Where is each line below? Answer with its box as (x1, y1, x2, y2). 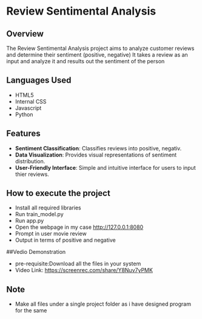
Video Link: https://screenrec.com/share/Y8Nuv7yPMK (15, 267, 153, 274)
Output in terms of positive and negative (15, 236, 116, 244)
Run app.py (15, 217, 44, 225)
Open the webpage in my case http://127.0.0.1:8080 (15, 223, 144, 231)
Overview (6, 29, 44, 39)
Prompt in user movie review (15, 230, 87, 237)
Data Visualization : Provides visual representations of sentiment (15, 151, 177, 158)
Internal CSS (15, 97, 47, 105)
